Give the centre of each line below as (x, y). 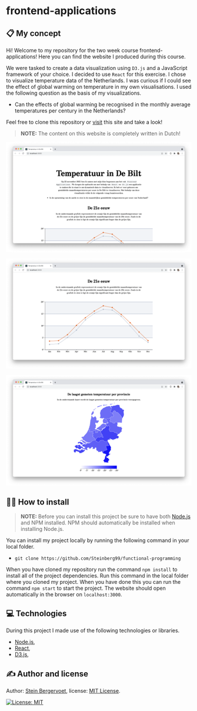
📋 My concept (34, 33)
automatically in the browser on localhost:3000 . (64, 594)
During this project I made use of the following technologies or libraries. (93, 630)
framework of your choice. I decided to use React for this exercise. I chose (96, 74)
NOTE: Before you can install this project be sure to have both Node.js (106, 516)
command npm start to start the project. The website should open (86, 588)
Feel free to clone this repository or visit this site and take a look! (84, 122)
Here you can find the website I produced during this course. (112, 57)
